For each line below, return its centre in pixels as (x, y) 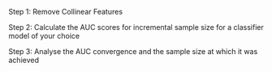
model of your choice (44, 36)
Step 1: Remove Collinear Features (66, 12)
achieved (24, 60)
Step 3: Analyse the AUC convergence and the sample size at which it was (133, 51)
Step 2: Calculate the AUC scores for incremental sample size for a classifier (136, 27)
